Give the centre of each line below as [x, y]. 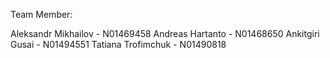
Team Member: [41, 14]
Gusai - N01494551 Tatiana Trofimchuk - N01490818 [118, 44]
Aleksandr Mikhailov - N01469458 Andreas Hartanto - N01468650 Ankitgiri [165, 33]
